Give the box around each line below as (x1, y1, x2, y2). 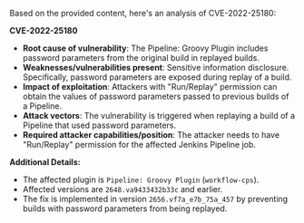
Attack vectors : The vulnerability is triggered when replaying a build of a (22, 111, 296, 121)
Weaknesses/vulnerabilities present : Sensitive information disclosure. (22, 63, 289, 73)
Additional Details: (9, 157, 81, 167)
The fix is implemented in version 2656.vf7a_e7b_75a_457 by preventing (22, 194, 289, 204)
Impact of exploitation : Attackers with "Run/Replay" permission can (22, 82, 278, 92)
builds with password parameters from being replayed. (22, 203, 228, 214)
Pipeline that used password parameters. (22, 120, 177, 131)
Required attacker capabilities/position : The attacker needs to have (22, 130, 279, 140)
